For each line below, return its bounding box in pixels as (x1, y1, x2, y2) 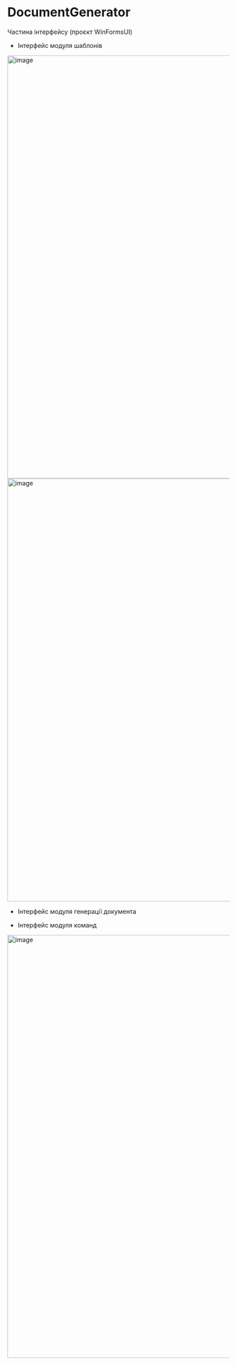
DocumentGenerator (7, 4, 130, 20)
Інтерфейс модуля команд (17, 920, 97, 929)
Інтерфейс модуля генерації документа (17, 907, 137, 915)
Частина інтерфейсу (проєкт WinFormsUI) (7, 28, 133, 36)
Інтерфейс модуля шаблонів (17, 41, 102, 49)
